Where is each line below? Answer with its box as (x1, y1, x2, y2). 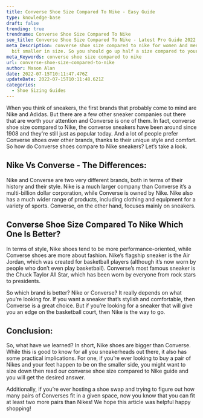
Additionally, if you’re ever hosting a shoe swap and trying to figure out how (6, 385, 195, 393)
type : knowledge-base (6, 15, 61, 21)
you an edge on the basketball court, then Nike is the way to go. (6, 308, 166, 315)
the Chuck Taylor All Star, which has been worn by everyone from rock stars (6, 270, 196, 278)
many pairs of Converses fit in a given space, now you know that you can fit (6, 392, 195, 399)
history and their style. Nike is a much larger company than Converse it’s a (6, 183, 192, 190)
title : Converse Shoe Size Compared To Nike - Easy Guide (6, 8, 155, 15)
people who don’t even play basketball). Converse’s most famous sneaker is (6, 264, 196, 272)
